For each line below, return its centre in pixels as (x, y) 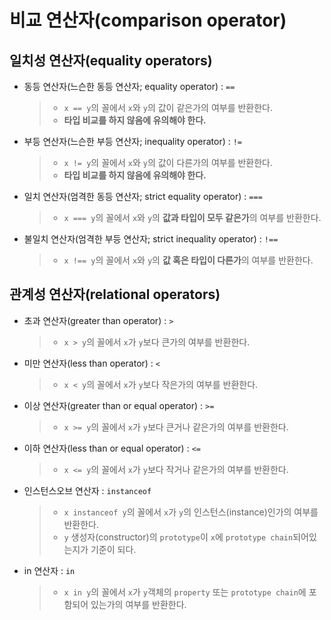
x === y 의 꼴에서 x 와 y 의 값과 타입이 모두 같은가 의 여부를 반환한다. (192, 217)
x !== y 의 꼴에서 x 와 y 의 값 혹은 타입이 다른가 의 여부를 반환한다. (188, 260)
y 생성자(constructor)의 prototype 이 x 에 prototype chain (178, 537)
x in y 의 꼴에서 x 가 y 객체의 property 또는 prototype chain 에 (185, 592)
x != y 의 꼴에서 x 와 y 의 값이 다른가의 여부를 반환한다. (168, 162)
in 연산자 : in (49, 570)
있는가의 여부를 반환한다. (138, 604)
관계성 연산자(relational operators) (115, 294)
